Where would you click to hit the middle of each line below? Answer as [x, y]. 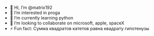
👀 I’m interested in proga [35, 13]
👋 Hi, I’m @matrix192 [31, 8]
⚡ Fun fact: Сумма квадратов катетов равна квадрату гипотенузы [79, 28]
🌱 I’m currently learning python [41, 18]
